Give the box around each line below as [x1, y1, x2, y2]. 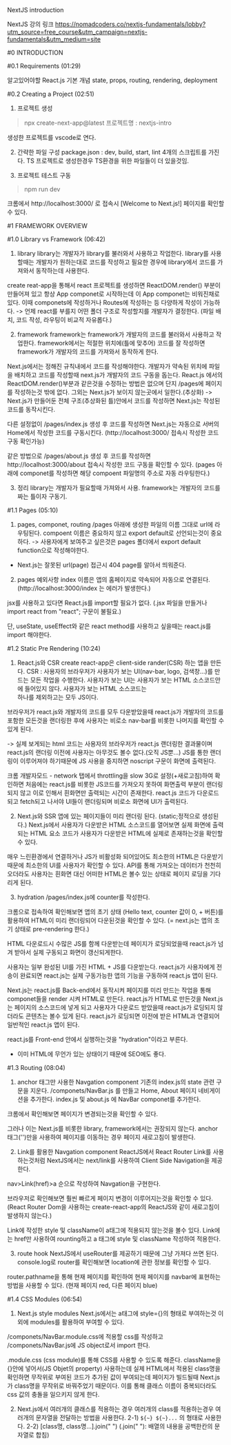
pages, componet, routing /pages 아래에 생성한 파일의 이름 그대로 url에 [17, 521, 214, 528]
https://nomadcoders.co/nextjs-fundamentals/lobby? [54, 20, 206, 28]
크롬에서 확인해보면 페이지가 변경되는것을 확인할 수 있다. [7, 1110, 159, 1118]
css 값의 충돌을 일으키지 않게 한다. [7, 1391, 100, 1398]
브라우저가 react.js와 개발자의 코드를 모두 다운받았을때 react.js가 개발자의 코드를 [7, 708, 224, 716]
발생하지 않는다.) [7, 1211, 52, 1220]
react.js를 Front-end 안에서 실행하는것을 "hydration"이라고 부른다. [7, 1035, 188, 1043]
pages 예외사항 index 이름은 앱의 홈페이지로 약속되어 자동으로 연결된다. [17, 576, 210, 583]
